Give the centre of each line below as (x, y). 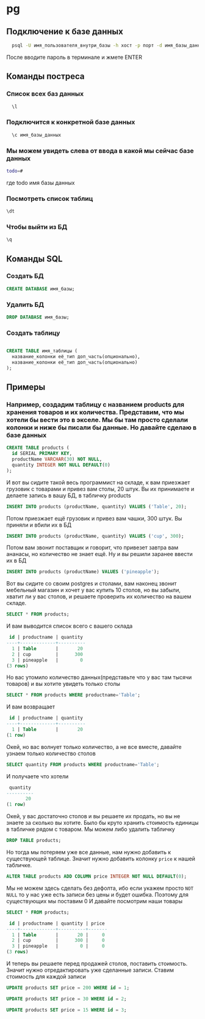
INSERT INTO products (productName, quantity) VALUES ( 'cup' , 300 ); (95, 536)
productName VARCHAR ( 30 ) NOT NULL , (57, 459)
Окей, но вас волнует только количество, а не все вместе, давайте (94, 746)
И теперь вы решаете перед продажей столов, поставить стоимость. (97, 964)
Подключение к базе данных (65, 32)
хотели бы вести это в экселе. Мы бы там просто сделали (97, 419)
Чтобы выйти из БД (37, 227)
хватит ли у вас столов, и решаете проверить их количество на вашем (99, 596)
